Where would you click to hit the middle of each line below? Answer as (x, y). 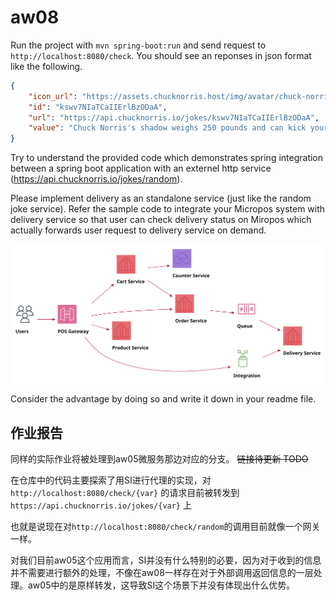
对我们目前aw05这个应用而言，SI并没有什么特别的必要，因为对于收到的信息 (166, 560)
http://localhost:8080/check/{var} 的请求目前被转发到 (125, 492)
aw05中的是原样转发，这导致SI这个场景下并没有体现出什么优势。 (161, 585)
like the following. (46, 66)
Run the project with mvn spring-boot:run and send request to (138, 45)
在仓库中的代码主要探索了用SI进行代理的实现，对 (111, 480)
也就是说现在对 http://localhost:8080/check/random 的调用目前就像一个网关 (165, 526)
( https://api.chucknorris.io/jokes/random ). (96, 179)
